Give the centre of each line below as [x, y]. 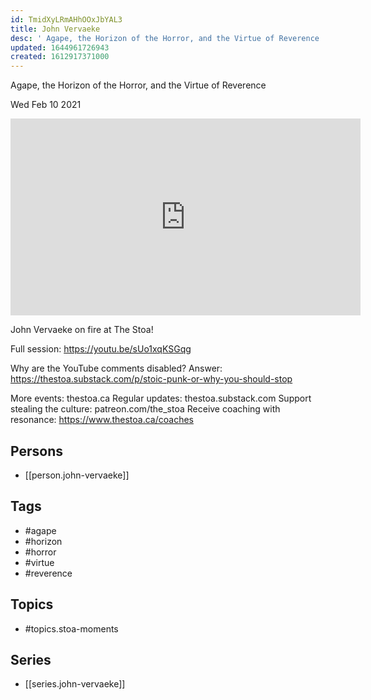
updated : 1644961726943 [60, 47]
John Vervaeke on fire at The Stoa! [82, 330]
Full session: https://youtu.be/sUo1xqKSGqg [101, 349]
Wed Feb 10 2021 [46, 105]
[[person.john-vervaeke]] [77, 475]
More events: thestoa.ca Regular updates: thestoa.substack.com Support [161, 398]
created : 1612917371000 [60, 57]
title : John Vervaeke [55, 29]
